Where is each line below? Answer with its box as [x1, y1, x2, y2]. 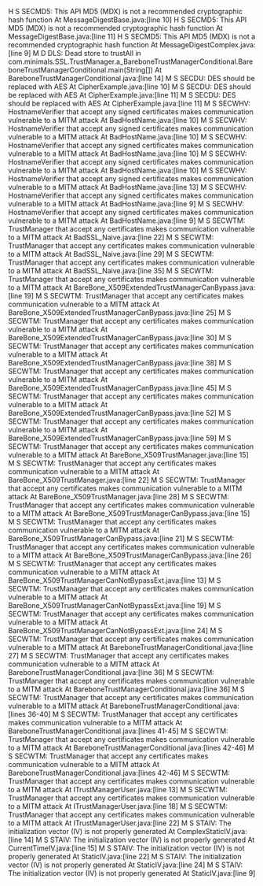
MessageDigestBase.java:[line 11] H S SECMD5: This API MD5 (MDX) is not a [8, 32, 256, 41]
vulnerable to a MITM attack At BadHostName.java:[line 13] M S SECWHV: [8, 183, 247, 191]
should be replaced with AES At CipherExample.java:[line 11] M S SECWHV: [8, 98, 251, 108]
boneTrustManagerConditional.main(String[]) [8, 65, 153, 74]
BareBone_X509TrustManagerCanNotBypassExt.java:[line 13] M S [8, 576, 221, 585]
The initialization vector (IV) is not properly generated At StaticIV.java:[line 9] [8, 869, 256, 877]
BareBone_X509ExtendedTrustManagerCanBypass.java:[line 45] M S [8, 384, 232, 392]
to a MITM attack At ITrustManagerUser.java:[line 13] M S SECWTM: [8, 785, 228, 794]
